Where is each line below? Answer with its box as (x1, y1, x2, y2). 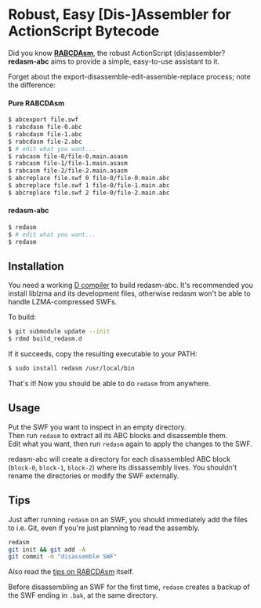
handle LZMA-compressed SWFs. (8, 297, 118, 307)
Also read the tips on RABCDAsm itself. (8, 567, 135, 577)
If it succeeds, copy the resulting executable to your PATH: (8, 349, 198, 359)
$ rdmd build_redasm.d (8, 335, 82, 343)
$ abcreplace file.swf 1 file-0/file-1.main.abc (8, 182, 170, 190)
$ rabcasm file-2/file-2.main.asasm (8, 167, 128, 175)
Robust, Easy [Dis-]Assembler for (8, 6, 231, 24)
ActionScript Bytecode (8, 22, 160, 40)
